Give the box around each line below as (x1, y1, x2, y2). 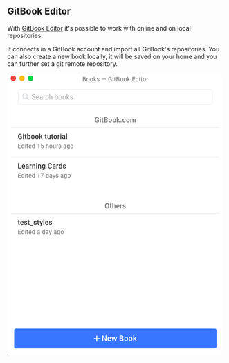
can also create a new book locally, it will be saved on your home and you (7, 52, 217, 60)
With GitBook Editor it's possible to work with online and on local (7, 24, 192, 32)
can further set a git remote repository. (7, 59, 118, 68)
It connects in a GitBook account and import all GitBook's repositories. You (7, 44, 220, 53)
